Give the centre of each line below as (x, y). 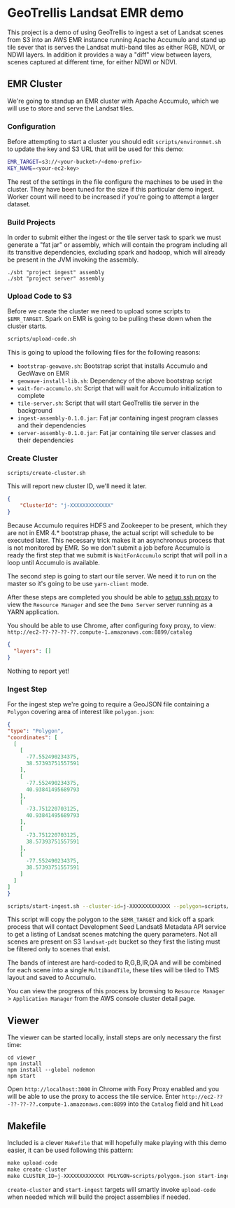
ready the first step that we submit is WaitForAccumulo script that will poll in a (117, 555)
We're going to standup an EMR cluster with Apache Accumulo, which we (113, 101)
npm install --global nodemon (51, 1070)
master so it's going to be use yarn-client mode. (78, 584)
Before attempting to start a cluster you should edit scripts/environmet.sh (114, 142)
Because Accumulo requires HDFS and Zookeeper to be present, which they (117, 525)
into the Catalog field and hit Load (176, 1104)
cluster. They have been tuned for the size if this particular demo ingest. (111, 189)
